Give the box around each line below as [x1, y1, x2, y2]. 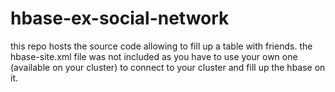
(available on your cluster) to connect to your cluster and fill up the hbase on [10, 61, 326, 73]
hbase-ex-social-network [10, 7, 230, 30]
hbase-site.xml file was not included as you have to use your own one [10, 50, 298, 62]
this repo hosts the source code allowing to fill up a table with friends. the [10, 40, 313, 52]
